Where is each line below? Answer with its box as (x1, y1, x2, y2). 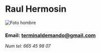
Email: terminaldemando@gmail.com (5, 32, 96, 39)
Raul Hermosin (5, 3, 67, 15)
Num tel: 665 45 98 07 (5, 43, 51, 49)
